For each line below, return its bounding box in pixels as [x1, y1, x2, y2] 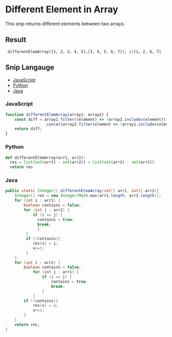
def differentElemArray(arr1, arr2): [5, 155, 86, 160]
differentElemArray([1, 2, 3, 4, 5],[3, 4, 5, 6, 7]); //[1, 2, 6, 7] [7, 49, 161, 54]
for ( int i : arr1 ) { [14, 198, 60, 203]
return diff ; [14, 126, 42, 132]
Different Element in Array [5, 4, 119, 15]
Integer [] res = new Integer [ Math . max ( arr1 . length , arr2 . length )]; [14, 193, 161, 198]
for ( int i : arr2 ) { [14, 260, 60, 265]
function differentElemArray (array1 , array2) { [5, 112, 109, 117]
